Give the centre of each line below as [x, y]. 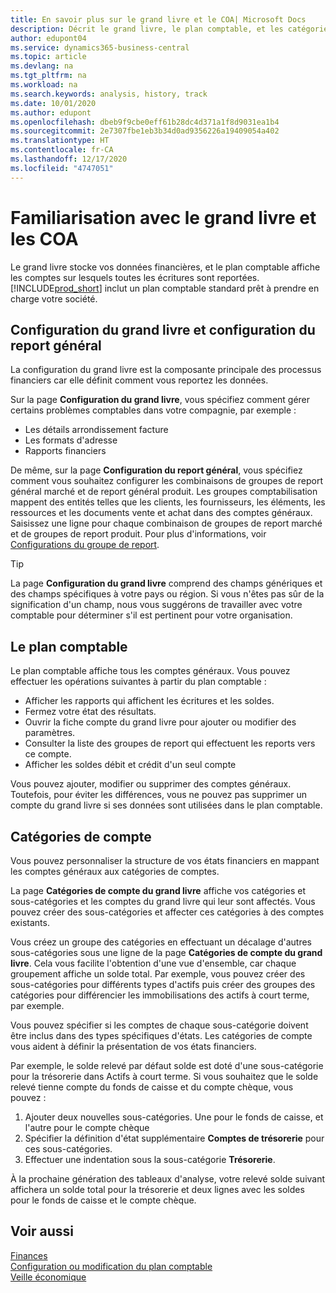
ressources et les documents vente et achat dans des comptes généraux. [161, 513]
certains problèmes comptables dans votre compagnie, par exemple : [153, 410]
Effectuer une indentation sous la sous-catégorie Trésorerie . [150, 1159]
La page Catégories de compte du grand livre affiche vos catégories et [158, 890]
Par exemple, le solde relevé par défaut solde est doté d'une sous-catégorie [167, 1065]
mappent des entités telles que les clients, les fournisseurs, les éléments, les [168, 502]
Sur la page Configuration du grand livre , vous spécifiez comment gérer [160, 400]
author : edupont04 [48, 38]
